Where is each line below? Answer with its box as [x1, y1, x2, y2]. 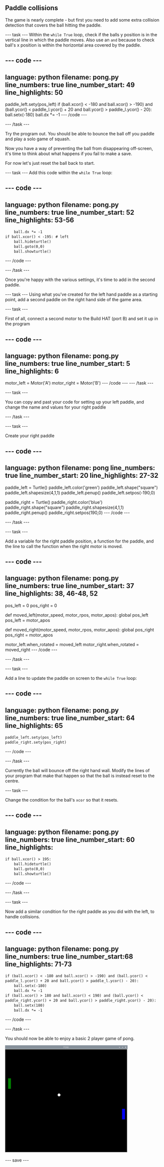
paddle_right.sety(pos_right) [5, 740, 67, 745]
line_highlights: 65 [5, 721, 63, 730]
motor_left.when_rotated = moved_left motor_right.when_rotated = [5, 641, 140, 647]
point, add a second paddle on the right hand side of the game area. [5, 297, 143, 303]
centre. [5, 778, 20, 784]
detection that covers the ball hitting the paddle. [5, 22, 102, 28]
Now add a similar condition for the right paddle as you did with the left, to [5, 908, 155, 914]
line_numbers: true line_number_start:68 [5, 953, 133, 961]
